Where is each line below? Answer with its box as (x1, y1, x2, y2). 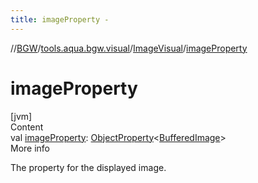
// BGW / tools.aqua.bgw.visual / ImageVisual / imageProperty (10, 42, 248, 54)
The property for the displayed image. (10, 161, 167, 173)
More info (10, 142, 51, 154)
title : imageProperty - (10, 14, 110, 25)
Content (10, 121, 44, 133)
